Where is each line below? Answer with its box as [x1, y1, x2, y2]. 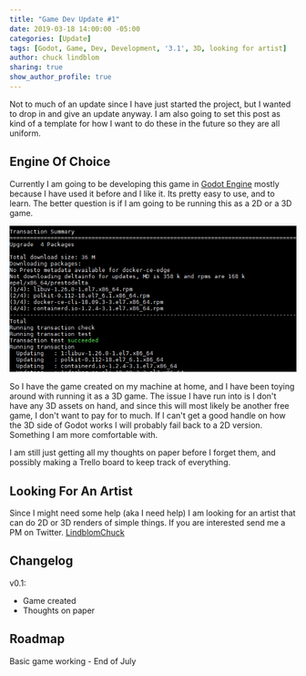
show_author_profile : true [9, 73, 112, 82]
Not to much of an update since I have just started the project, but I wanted [9, 99, 291, 109]
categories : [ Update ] [9, 34, 92, 43]
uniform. [9, 128, 41, 139]
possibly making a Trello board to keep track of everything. [9, 457, 231, 468]
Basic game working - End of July [9, 655, 137, 666]
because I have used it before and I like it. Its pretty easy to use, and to [9, 188, 275, 199]
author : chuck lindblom [9, 53, 100, 63]
